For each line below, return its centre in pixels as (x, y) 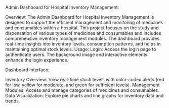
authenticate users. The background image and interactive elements (76, 55)
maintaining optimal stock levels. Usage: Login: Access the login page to (81, 49)
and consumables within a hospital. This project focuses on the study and (82, 28)
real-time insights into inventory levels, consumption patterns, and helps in (83, 44)
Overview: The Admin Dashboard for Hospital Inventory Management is (80, 17)
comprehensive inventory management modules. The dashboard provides (82, 38)
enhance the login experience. (37, 60)
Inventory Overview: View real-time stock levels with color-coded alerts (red (85, 79)
